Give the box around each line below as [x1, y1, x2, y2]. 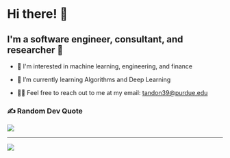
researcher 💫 [7, 44, 64, 55]
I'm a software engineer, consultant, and [7, 34, 183, 45]
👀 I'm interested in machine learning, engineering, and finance [16, 62, 193, 70]
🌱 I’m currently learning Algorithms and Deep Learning [16, 75, 171, 83]
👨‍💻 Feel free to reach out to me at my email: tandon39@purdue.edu [16, 89, 208, 96]
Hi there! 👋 [7, 6, 68, 22]
